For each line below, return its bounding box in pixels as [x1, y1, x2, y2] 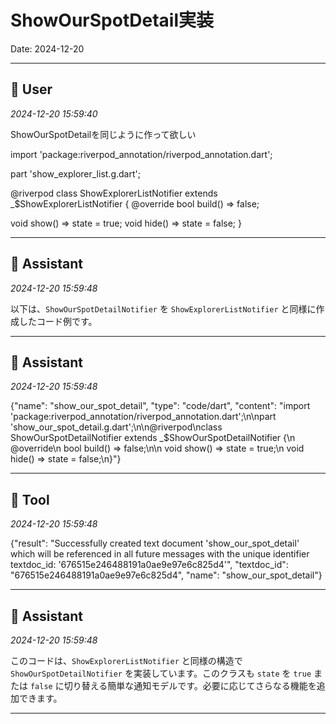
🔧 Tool [10, 491, 50, 508]
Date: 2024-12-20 [10, 42, 85, 55]
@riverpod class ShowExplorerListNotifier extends [10, 187, 218, 199]
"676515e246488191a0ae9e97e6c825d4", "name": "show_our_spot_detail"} [10, 569, 323, 581]
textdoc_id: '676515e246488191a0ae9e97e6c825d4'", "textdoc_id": [10, 559, 289, 571]
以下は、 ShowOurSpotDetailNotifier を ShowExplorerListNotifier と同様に [10, 302, 317, 315]
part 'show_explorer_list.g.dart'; [10, 167, 141, 180]
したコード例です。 [18, 315, 98, 327]
